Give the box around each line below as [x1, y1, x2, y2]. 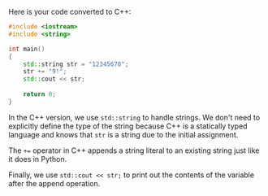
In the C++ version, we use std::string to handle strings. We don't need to [8, 112, 261, 122]
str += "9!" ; [23, 68, 67, 76]
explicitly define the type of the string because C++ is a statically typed [8, 121, 248, 131]
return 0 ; [23, 90, 57, 98]
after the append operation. [8, 178, 101, 188]
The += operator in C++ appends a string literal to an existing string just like [8, 146, 260, 155]
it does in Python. [8, 154, 67, 163]
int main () [8, 45, 45, 53]
